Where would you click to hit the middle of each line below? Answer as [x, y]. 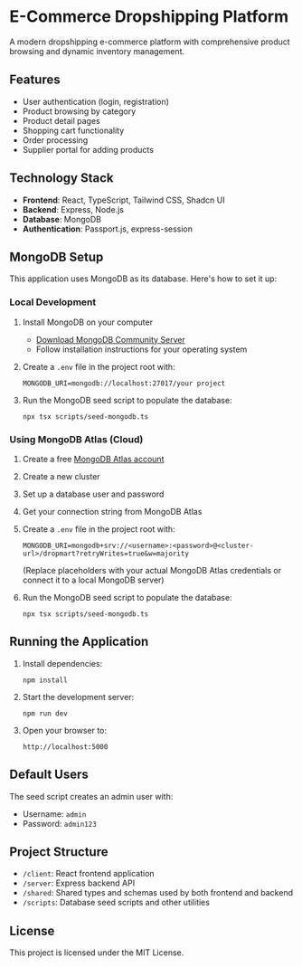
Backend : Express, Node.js [73, 209]
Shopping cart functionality [73, 130]
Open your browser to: [64, 730]
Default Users [49, 775]
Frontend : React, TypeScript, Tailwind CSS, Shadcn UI [123, 200]
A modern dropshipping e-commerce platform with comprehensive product [150, 42]
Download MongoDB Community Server [110, 339]
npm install [45, 680]
